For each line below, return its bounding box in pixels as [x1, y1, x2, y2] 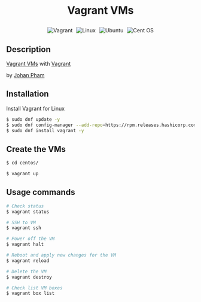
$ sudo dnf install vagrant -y [6, 127, 84, 133]
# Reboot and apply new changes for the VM [6, 252, 117, 258]
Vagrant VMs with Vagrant [6, 60, 71, 67]
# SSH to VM [6, 219, 36, 225]
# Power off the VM [6, 236, 55, 242]
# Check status [6, 203, 44, 209]
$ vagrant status [6, 209, 50, 215]
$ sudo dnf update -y [6, 116, 60, 123]
